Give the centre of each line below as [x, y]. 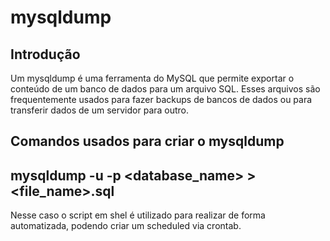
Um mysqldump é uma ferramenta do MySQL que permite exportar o [152, 78]
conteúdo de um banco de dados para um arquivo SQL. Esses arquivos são [165, 89]
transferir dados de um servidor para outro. [100, 110]
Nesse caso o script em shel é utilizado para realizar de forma [138, 215]
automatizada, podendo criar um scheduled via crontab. [126, 226]
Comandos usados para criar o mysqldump [147, 141]
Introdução [45, 54]
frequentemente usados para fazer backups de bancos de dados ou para [161, 99]
